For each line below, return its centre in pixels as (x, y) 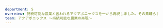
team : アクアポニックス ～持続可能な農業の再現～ (49, 18)
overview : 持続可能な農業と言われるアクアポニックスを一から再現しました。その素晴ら (81, 14)
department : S (19, 9)
